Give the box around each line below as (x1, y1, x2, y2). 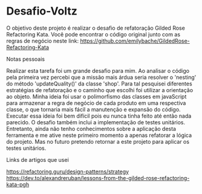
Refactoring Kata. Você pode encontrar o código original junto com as (6, 30, 180, 38)
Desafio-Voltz (6, 4, 77, 18)
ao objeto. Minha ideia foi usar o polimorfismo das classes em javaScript (6, 93, 187, 100)
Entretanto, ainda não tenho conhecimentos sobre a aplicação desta (6, 125, 177, 132)
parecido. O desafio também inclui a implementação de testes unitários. (6, 118, 186, 125)
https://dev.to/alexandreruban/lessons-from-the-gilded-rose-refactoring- (6, 174, 190, 181)
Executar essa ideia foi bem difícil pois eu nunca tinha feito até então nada (6, 112, 192, 119)
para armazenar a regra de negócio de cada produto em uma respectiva (6, 99, 186, 107)
